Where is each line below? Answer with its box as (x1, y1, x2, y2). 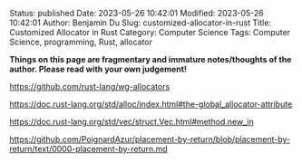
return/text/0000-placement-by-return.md (9, 144, 168, 154)
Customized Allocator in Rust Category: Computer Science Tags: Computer (9, 27, 291, 37)
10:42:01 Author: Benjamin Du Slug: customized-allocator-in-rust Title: (9, 17, 272, 28)
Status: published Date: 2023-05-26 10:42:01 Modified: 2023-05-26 (9, 8, 265, 18)
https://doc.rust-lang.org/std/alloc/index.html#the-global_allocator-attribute (9, 99, 293, 110)
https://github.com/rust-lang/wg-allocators (9, 81, 170, 91)
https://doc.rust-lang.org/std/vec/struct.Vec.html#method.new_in (9, 117, 254, 127)
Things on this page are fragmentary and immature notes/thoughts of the (9, 54, 292, 64)
